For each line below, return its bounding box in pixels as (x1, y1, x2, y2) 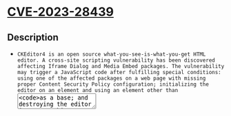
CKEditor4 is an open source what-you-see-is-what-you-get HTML (17, 51, 206, 58)
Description (7, 32, 59, 43)
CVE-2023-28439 (7, 4, 114, 20)
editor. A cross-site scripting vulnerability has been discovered (17, 57, 215, 64)
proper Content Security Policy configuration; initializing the (17, 81, 209, 88)
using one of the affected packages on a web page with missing (17, 75, 206, 82)
